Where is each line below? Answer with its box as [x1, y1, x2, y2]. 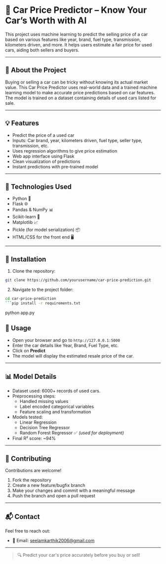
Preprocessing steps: [12, 393, 56, 399]
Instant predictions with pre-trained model [12, 163, 98, 169]
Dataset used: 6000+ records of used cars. [12, 388, 101, 394]
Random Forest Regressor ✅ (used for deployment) [19, 430, 124, 436]
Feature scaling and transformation [19, 409, 91, 415]
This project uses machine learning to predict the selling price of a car [5, 31, 148, 37]
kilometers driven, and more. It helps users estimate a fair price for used [5, 41, 152, 47]
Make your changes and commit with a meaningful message [12, 487, 135, 493]
